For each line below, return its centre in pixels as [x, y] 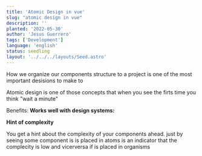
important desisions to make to [45, 80]
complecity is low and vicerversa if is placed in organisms [78, 146]
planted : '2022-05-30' [35, 29]
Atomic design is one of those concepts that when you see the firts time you [101, 92]
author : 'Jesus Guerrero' [39, 34]
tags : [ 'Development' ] [35, 40]
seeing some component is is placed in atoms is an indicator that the [92, 140]
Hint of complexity [30, 122]
